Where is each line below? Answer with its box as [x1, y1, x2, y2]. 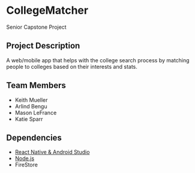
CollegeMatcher [6, 4, 89, 17]
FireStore [14, 161, 38, 168]
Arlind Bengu [14, 102, 47, 110]
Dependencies [6, 132, 62, 142]
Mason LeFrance [14, 109, 57, 116]
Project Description [6, 41, 80, 51]
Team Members [6, 80, 66, 90]
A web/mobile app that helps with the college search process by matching [6, 56, 190, 63]
